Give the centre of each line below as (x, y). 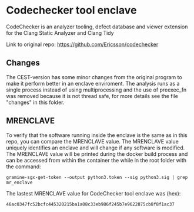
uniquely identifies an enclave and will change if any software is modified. (96, 148)
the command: (24, 167)
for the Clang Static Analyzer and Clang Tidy (60, 32)
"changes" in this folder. (35, 102)
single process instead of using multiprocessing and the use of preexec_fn (96, 90)
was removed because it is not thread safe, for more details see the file (92, 96)
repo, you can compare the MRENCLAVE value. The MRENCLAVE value (93, 141)
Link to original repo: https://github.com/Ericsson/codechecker (82, 44)
